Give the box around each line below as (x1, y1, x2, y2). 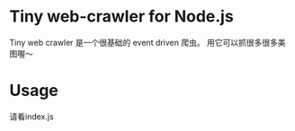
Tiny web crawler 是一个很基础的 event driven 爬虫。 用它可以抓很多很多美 (9, 37, 286, 48)
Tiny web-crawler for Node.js (9, 6, 234, 27)
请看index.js (9, 110, 54, 122)
